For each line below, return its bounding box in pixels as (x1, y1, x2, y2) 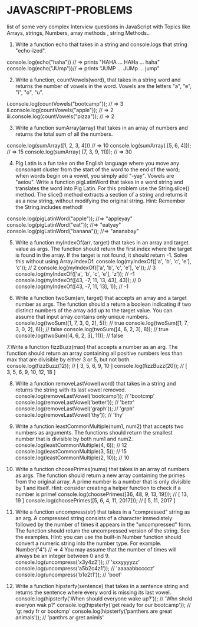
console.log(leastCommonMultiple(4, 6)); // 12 (15, 441, 127, 449)
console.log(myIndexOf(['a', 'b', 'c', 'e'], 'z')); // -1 (15, 270, 135, 277)
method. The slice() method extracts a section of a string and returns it (15, 191, 187, 198)
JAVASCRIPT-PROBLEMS (6, 4, 133, 17)
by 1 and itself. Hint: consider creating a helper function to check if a (15, 484, 181, 491)
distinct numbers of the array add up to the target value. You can (15, 306, 173, 314)
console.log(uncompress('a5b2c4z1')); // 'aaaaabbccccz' (15, 564, 155, 572)
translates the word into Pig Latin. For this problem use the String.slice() (15, 184, 190, 192)
